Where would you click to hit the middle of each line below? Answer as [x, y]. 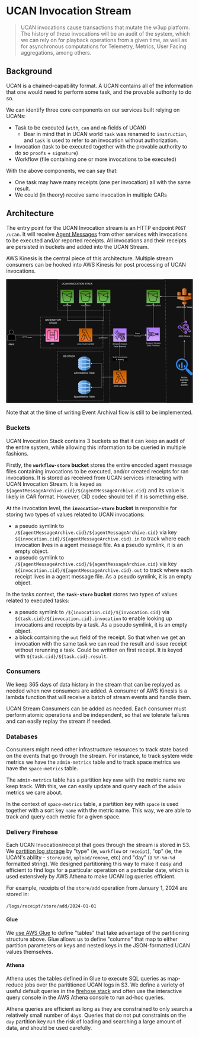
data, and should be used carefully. [49, 1027]
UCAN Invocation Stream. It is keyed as [54, 484]
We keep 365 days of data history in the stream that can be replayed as [93, 684]
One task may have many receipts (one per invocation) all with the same [103, 182]
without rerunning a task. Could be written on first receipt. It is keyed [98, 650]
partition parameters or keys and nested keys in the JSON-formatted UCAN [98, 945]
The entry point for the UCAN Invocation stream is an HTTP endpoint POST [96, 227]
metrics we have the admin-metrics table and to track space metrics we [93, 762]
